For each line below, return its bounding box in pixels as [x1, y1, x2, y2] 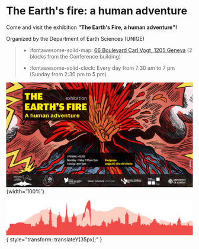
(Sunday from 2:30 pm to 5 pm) [29, 70, 107, 77]
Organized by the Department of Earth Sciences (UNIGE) [6, 35, 145, 42]
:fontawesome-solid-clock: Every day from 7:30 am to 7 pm [29, 64, 175, 72]
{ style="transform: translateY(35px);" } [6, 235, 102, 243]
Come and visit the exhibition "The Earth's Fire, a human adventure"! [6, 24, 178, 31]
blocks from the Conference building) [29, 53, 121, 60]
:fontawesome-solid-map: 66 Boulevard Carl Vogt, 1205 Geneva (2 [29, 46, 192, 54]
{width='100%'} [6, 188, 45, 195]
